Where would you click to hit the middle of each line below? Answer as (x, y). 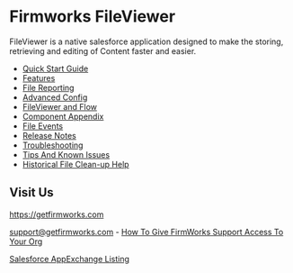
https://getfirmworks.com (57, 214)
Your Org (26, 241)
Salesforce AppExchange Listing (70, 259)
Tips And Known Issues (66, 154)
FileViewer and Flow (59, 106)
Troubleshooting (53, 145)
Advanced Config (55, 97)
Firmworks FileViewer (93, 17)
